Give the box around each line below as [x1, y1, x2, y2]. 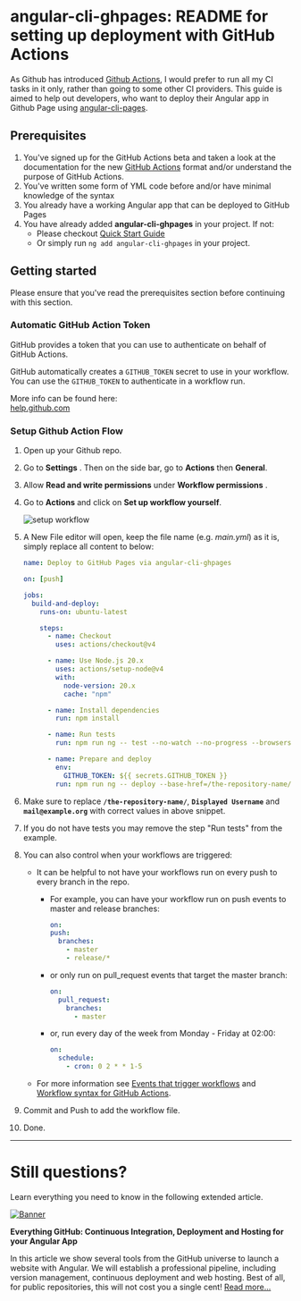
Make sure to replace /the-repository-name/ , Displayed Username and [22, 796, 280, 807]
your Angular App [10, 1236, 79, 1246]
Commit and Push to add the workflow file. [22, 1105, 181, 1116]
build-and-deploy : [31, 599, 100, 608]
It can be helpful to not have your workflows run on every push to [36, 866, 278, 877]
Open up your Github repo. [22, 445, 122, 456]
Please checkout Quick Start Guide [36, 228, 165, 239]
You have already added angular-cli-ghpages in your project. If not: [22, 218, 275, 229]
